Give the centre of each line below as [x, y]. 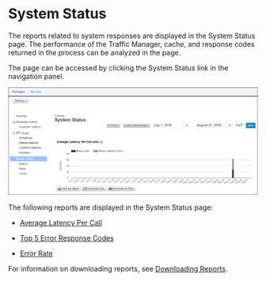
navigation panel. [36, 76]
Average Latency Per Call [61, 222]
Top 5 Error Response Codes [67, 237]
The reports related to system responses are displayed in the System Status [132, 36]
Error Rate [36, 253]
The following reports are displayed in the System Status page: [111, 207]
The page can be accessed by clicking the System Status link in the [118, 67]
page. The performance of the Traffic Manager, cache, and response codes [131, 44]
